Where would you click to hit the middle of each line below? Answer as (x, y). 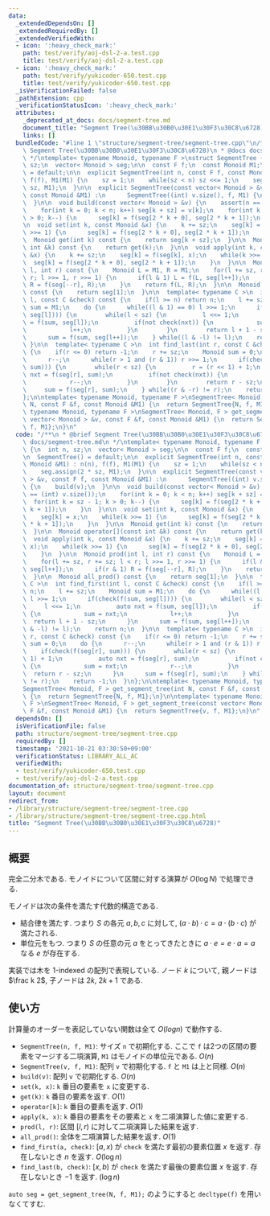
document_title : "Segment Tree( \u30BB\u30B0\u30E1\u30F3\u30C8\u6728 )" (145, 128)
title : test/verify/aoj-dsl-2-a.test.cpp (93, 61)
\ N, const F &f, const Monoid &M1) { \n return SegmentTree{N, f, (138, 405)
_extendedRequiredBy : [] (57, 31)
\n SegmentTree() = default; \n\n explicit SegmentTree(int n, (133, 457)
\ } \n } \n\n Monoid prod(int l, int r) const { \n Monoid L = (142, 554)
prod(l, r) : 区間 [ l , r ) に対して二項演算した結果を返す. (109, 1126)
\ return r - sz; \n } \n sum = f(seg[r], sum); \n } (135, 674)
